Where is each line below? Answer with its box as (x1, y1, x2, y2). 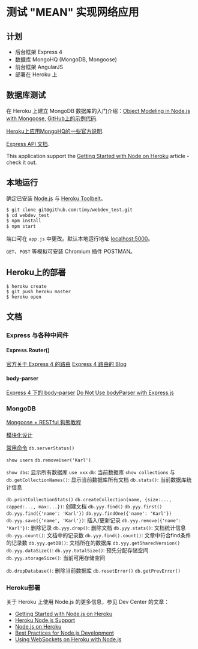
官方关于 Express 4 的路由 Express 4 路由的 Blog (6, 361, 127, 368)
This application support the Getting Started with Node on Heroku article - (6, 152, 190, 159)
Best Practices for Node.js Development (14, 629, 114, 637)
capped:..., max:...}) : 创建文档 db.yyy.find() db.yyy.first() (6, 502, 163, 510)
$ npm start (6, 224, 36, 230)
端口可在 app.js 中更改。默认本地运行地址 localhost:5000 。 (6, 235, 154, 242)
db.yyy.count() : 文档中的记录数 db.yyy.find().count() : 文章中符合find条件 (6, 531, 191, 538)
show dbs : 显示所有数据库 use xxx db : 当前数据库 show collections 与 (6, 468, 175, 475)
